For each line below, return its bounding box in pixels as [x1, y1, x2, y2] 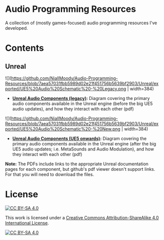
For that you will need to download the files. [5, 171, 94, 177]
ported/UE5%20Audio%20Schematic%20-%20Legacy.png [5, 86, 126, 92]
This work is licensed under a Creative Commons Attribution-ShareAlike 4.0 [5, 214, 159, 221]
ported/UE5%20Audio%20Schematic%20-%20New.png [5, 126, 121, 132]
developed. [5, 25, 28, 31]
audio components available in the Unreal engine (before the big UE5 [12, 100, 153, 106]
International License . [5, 220, 49, 226]
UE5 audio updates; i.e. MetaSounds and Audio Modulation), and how [12, 146, 154, 152]
